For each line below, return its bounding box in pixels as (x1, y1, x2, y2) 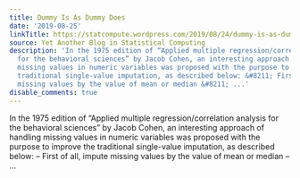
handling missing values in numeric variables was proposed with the (9, 131, 261, 142)
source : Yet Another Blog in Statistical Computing (9, 38, 205, 47)
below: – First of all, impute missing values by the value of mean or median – (9, 150, 290, 161)
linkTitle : (9, 30, 50, 38)
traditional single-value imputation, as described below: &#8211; (17, 72, 274, 81)
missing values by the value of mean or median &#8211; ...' (17, 80, 250, 89)
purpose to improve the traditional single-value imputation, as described (9, 140, 275, 152)
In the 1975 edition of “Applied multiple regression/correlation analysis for (9, 113, 279, 123)
